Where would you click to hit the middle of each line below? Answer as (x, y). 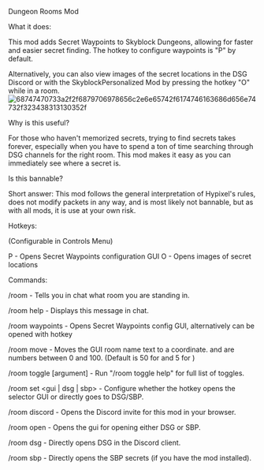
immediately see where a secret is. (65, 163)
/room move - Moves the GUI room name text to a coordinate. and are (121, 349)
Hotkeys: (22, 226)
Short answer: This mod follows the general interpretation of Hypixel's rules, (132, 194)
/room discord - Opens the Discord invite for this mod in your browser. (122, 412)
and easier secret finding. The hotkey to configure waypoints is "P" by (122, 50)
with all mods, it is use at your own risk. (72, 211)
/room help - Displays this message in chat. (79, 310)
